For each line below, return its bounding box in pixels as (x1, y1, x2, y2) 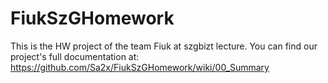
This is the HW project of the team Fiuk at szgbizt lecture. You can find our (10, 40, 318, 52)
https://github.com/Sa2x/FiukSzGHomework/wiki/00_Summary (10, 61, 270, 73)
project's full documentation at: (10, 50, 140, 62)
